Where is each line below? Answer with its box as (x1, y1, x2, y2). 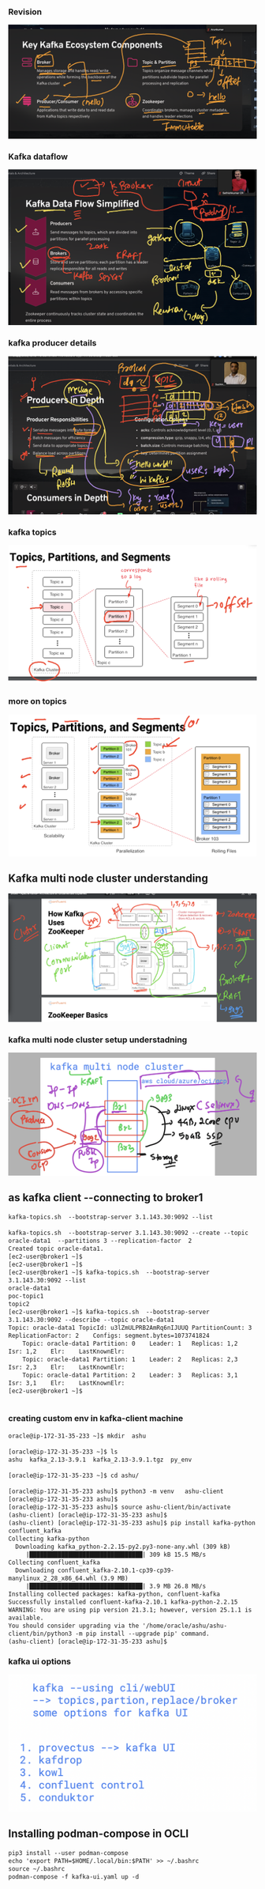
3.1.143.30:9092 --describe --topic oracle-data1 (8, 1316, 175, 1324)
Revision (8, 6, 43, 17)
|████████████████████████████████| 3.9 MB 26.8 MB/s (25, 1582, 207, 1590)
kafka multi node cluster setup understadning (8, 1034, 188, 1045)
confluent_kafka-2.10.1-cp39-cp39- (58, 1566, 175, 1574)
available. (8, 1614, 44, 1622)
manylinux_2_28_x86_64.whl (8, 1574, 97, 1582)
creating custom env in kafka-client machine (8, 1413, 184, 1424)
